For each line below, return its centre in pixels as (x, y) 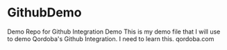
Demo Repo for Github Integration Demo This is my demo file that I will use (114, 32)
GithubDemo (44, 13)
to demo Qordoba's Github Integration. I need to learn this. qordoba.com (111, 38)
